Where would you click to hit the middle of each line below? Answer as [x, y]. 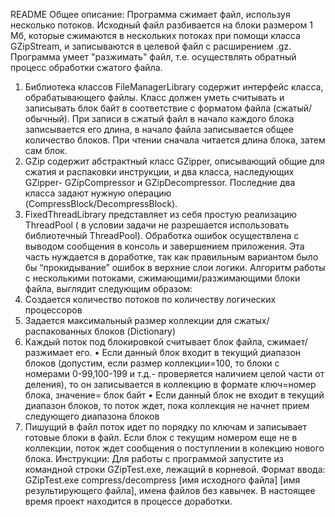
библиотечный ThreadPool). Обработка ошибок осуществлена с [162, 235]
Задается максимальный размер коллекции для [128, 320]
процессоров [53, 310]
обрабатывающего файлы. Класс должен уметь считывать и [154, 97]
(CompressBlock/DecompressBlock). [101, 203]
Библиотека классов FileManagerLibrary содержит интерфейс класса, [174, 87]
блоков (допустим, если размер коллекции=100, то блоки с [152, 363]
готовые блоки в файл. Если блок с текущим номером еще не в [161, 437]
